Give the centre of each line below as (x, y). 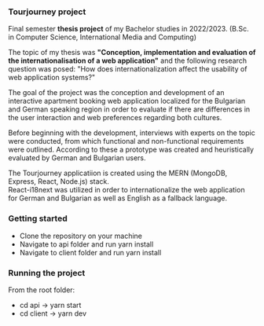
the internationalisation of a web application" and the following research (128, 60)
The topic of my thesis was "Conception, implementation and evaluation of (132, 53)
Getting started (38, 218)
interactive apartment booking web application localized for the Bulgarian (127, 101)
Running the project (47, 273)
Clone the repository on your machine (81, 236)
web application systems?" (52, 78)
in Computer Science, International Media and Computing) (103, 37)
